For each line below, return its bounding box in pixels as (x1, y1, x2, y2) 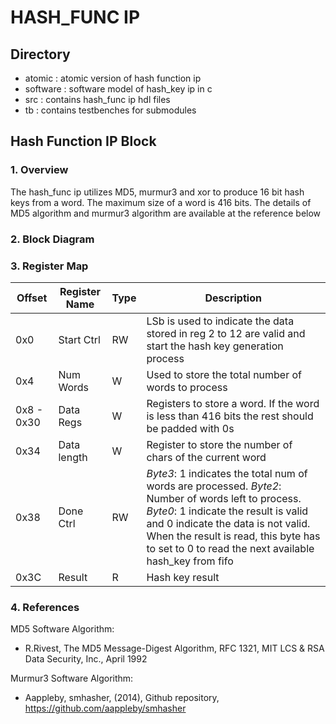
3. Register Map (10, 259, 89, 273)
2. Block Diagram (10, 232, 95, 246)
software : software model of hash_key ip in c (24, 83, 213, 95)
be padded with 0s (146, 421, 235, 435)
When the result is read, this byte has (146, 529, 321, 543)
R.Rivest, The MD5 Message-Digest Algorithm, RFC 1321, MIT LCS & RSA (24, 642, 325, 655)
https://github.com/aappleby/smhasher (24, 702, 187, 715)
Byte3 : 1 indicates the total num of (146, 466, 308, 480)
